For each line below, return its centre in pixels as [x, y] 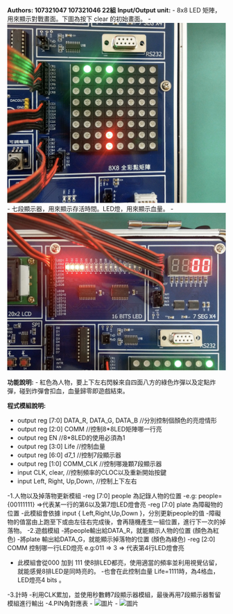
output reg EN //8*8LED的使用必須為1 [71, 437]
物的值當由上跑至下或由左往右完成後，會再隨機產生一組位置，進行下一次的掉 [116, 522]
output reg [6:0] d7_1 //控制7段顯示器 [69, 455]
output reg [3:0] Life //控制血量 [61, 446]
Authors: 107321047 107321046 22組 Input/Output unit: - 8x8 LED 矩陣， [114, 10]
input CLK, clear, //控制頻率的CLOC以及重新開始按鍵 [92, 472]
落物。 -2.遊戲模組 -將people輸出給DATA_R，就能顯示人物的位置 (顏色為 [110, 530]
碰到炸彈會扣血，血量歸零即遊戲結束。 [74, 391]
